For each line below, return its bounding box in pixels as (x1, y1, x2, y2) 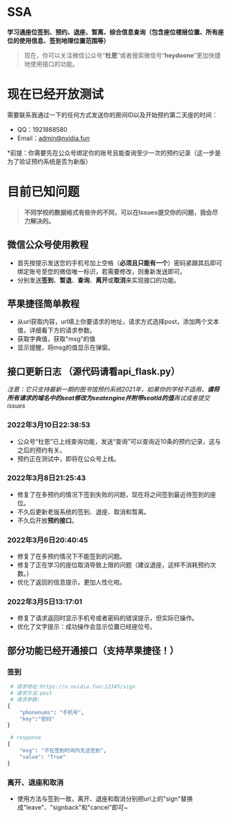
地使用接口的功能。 (23, 59, 79, 68)
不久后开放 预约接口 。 (16, 516, 78, 525)
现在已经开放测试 (7, 87, 104, 102)
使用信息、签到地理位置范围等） (19, 36, 110, 45)
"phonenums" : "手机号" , (19, 709, 85, 716)
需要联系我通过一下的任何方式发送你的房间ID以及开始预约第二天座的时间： (7, 110, 218, 119)
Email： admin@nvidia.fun (16, 134, 90, 142)
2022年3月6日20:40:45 (7, 535, 88, 545)
